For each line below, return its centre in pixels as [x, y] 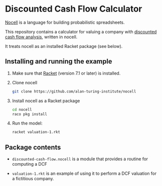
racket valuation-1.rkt [36, 132]
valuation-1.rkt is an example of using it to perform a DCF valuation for [84, 173]
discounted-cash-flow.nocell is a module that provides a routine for [80, 159]
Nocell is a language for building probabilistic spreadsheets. [65, 22]
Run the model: [27, 123]
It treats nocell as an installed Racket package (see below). [64, 46]
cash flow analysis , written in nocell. [41, 37]
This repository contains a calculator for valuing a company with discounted [81, 31]
